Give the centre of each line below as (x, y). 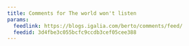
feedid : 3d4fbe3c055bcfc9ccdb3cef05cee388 (75, 32)
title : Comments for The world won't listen (72, 13)
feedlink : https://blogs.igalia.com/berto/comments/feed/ (98, 26)
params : (18, 20)
